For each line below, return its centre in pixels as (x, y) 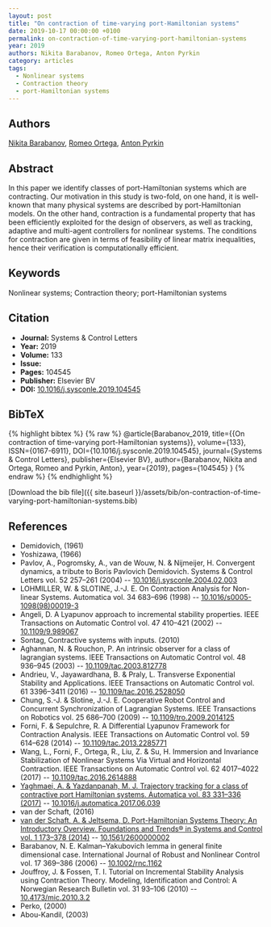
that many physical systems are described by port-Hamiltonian (137, 205)
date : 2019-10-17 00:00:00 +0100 (65, 31)
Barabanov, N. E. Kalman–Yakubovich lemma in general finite (121, 846)
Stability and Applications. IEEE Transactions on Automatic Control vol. (137, 683)
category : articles (41, 61)
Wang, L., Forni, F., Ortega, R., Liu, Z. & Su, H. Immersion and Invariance (139, 752)
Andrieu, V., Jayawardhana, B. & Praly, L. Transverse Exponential (127, 674)
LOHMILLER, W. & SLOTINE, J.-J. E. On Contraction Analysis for (125, 589)
